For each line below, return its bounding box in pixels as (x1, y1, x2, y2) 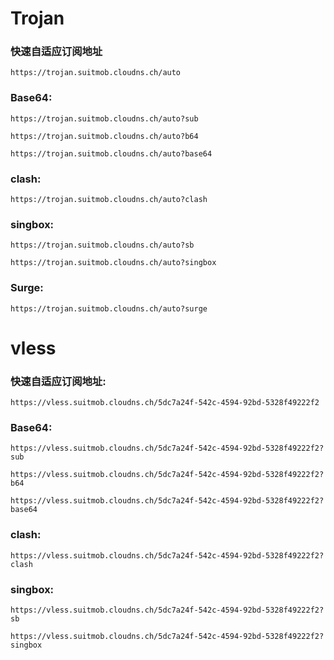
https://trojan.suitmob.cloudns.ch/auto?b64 (10, 131, 199, 141)
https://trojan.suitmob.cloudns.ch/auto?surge (10, 303, 208, 314)
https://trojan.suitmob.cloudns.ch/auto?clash (10, 195, 208, 205)
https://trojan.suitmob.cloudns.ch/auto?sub (10, 113, 199, 124)
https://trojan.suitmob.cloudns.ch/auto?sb (10, 240, 195, 251)
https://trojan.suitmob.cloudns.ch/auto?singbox (10, 258, 217, 268)
